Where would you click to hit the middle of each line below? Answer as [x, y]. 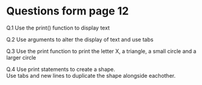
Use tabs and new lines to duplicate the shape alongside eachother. [91, 75]
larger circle [21, 57]
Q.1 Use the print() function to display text [58, 28]
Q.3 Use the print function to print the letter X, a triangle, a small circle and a [101, 51]
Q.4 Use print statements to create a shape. [61, 69]
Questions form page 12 [68, 11]
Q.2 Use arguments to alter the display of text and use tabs [80, 39]
